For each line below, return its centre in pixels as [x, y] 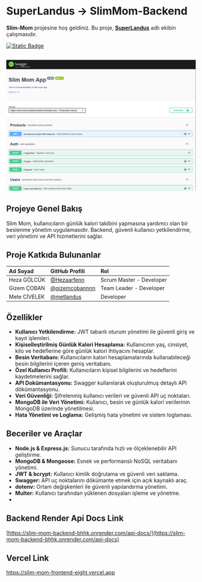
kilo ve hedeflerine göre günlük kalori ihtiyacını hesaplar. [85, 351]
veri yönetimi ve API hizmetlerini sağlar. [55, 236]
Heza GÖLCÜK [27, 280]
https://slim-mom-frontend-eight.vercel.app [61, 572]
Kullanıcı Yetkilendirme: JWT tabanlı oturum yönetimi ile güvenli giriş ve [105, 332]
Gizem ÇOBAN [27, 288]
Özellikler [25, 317]
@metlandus [66, 297]
